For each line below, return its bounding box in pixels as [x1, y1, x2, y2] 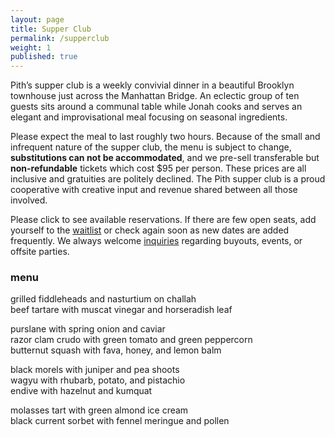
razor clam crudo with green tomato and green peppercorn [10, 334, 253, 346]
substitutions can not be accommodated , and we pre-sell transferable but [10, 152, 320, 164]
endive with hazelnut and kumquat [10, 385, 153, 397]
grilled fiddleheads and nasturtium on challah [10, 293, 197, 305]
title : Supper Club [10, 24, 92, 34]
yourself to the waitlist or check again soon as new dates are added [10, 224, 290, 236]
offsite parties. [10, 246, 70, 258]
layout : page [10, 14, 65, 25]
